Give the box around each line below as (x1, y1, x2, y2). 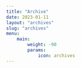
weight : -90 (27, 42, 57, 48)
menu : (6, 31, 20, 37)
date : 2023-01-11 (6, 14, 49, 20)
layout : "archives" (6, 20, 54, 25)
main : (17, 36, 31, 42)
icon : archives (37, 53, 76, 59)
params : (27, 47, 46, 53)
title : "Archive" (6, 8, 49, 15)
